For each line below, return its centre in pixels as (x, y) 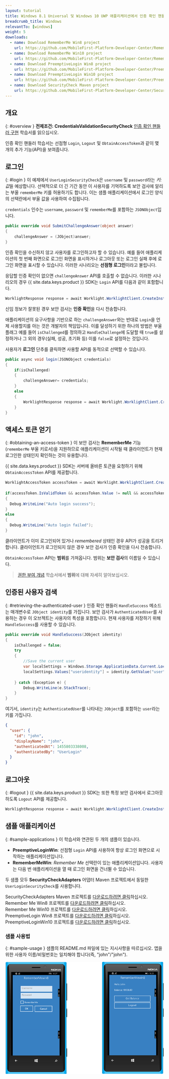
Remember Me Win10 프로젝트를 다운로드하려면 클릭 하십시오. (66, 909)
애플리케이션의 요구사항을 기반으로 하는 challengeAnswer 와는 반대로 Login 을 (80, 319)
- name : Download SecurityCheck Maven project (59, 85)
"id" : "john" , (29, 736)
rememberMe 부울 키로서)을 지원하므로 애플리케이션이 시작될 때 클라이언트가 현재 (84, 449)
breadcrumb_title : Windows (33, 21)
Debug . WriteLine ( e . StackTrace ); (57, 688)
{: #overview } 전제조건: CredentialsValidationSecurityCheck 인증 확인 (78, 126)
